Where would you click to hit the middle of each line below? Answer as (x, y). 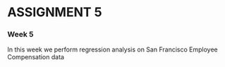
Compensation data (36, 57)
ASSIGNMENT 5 (55, 12)
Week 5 (20, 35)
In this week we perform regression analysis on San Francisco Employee (112, 49)
